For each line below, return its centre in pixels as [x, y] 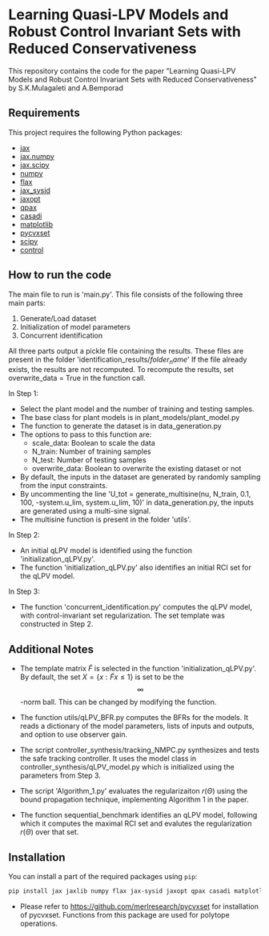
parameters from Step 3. [60, 776]
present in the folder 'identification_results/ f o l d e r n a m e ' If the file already [128, 360]
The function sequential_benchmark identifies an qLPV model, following [139, 815]
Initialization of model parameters [75, 326]
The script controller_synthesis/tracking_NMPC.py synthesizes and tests [140, 750]
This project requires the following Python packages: [95, 132]
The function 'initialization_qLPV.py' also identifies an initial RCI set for [136, 568]
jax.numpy [37, 156]
